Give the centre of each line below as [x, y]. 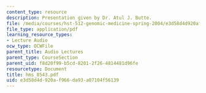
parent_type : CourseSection [42, 58]
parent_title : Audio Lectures [45, 52]
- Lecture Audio [27, 40]
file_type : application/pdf [42, 29]
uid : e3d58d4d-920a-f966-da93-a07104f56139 [63, 80]
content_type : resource [37, 12]
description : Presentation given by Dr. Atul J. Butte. [79, 18]
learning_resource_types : [39, 35]
